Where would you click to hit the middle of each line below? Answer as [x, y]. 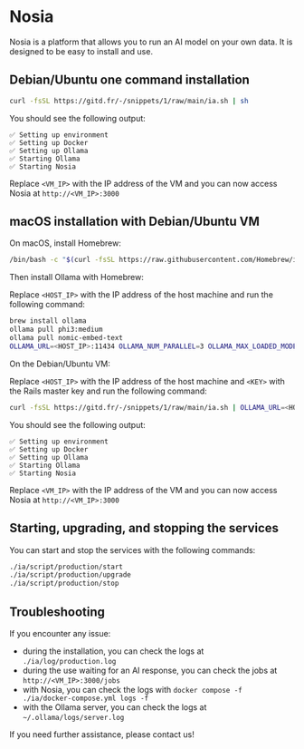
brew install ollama [48, 321]
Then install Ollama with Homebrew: [77, 277]
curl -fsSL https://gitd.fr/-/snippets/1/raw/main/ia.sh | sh [129, 101]
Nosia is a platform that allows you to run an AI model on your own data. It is [151, 42]
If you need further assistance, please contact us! [102, 734]
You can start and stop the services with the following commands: [133, 550]
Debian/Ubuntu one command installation [130, 80]
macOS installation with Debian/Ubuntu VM [135, 222]
